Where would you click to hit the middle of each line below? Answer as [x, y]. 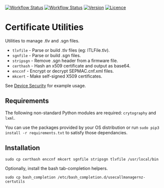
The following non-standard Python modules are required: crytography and [81, 113]
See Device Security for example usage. [46, 85]
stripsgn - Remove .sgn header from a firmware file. [65, 61]
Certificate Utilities [45, 27]
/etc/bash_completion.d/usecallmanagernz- [102, 177]
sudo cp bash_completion [30, 177]
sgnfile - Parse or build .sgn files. [47, 55]
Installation [23, 148]
